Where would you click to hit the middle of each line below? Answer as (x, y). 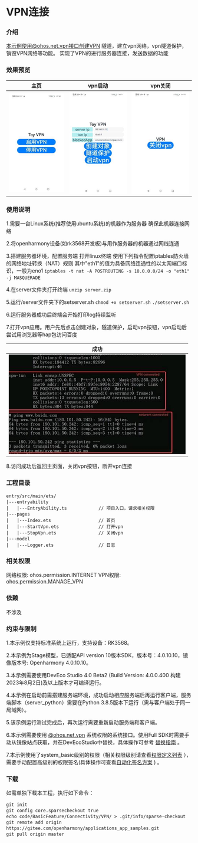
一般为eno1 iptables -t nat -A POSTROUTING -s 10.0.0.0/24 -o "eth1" (103, 271)
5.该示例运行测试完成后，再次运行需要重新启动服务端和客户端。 (83, 722)
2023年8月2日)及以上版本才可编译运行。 (55, 683)
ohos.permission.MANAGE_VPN (45, 582)
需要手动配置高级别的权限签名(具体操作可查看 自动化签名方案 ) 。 (85, 762)
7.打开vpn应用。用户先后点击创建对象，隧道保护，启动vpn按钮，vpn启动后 (97, 327)
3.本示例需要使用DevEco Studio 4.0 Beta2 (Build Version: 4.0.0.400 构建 (93, 675)
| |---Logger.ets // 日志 (61, 545)
